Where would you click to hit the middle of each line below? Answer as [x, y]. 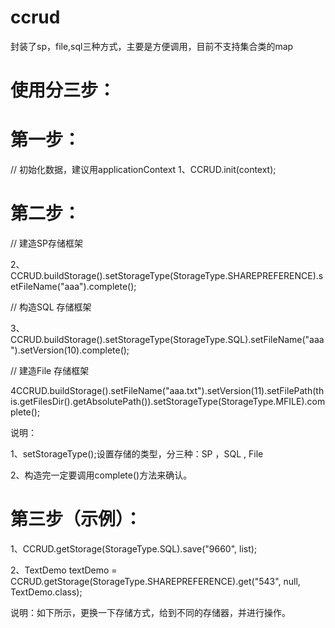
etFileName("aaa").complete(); [73, 286]
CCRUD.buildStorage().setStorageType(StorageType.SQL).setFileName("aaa [167, 339]
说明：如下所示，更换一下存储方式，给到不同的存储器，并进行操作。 [150, 612]
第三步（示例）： [76, 519]
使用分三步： [63, 90]
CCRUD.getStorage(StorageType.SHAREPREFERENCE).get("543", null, [155, 581]
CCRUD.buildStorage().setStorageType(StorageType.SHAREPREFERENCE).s [167, 275]
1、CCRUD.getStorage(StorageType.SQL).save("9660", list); [134, 548]
